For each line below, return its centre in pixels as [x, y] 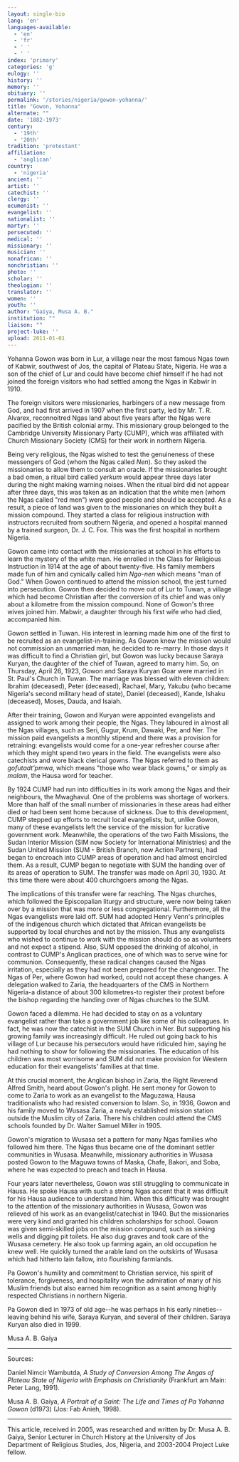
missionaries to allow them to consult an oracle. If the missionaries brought [117, 469]
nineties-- [208, 1309]
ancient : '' [25, 179]
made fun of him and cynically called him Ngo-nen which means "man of [115, 574]
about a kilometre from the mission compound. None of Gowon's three [111, 604]
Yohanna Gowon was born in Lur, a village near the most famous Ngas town [118, 358]
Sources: [21, 1358]
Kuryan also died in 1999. [44, 1324]
